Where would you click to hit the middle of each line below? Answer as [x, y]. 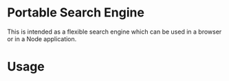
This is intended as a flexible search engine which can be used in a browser [115, 32]
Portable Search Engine [76, 13]
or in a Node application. [42, 38]
